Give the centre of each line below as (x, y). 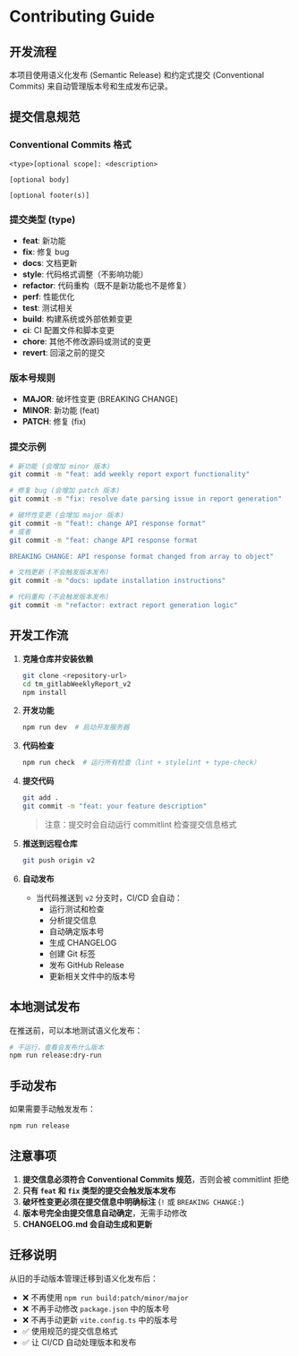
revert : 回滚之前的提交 (64, 352)
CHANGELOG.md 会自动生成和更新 (87, 1223)
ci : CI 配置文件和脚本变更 (68, 330)
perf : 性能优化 (48, 296)
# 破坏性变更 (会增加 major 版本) (67, 515)
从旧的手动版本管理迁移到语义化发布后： (84, 1278)
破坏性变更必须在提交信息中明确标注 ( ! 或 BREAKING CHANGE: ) (133, 1201)
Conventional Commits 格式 (70, 145)
